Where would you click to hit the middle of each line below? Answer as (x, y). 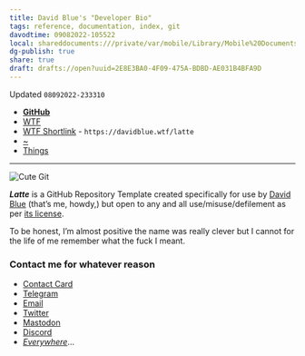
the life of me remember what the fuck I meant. (98, 241)
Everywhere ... (49, 342)
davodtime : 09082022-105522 (63, 35)
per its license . (37, 213)
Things (35, 150)
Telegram (40, 294)
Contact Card (48, 284)
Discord (37, 332)
